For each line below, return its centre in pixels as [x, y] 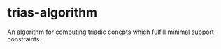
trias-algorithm [52, 13]
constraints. [24, 39]
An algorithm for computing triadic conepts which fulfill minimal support [111, 32]
